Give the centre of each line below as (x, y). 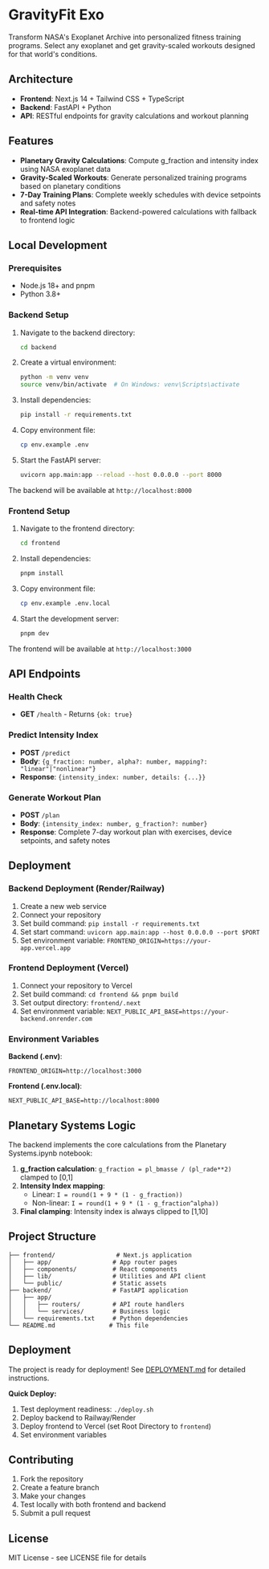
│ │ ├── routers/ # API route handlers (96, 1304)
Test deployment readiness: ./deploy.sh (87, 1409)
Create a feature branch (59, 1488)
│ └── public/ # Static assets (88, 1283)
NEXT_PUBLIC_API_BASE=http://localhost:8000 (84, 1101)
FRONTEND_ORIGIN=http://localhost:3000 (75, 1071)
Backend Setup (39, 315)
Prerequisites (35, 268)
